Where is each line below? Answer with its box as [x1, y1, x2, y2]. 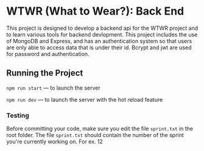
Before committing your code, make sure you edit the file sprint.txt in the [6, 125, 194, 132]
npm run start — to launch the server [6, 84, 100, 91]
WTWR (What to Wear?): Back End [6, 4, 185, 18]
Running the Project [6, 68, 83, 79]
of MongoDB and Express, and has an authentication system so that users [6, 37, 192, 44]
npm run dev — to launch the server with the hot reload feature [6, 96, 163, 103]
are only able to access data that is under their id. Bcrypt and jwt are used [6, 44, 192, 51]
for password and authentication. [6, 50, 90, 57]
